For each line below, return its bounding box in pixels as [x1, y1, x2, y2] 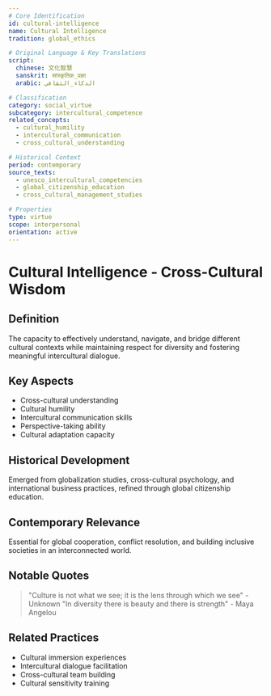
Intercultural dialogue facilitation [19, 660, 128, 671]
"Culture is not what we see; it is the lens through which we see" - [28, 590, 249, 600]
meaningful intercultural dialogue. [8, 351, 121, 361]
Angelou [28, 607, 57, 617]
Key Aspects [8, 373, 74, 388]
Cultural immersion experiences [19, 652, 127, 662]
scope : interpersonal [8, 220, 82, 229]
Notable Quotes [8, 569, 90, 583]
